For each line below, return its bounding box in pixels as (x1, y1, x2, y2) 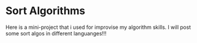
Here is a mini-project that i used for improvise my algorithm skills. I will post (5, 24, 191, 31)
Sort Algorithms (5, 4, 86, 18)
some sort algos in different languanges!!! (5, 29, 107, 37)
